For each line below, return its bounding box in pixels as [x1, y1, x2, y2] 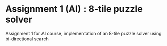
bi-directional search [5, 36, 49, 42]
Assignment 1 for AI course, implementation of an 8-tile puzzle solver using [5, 30, 162, 36]
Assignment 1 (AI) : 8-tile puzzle [5, 3, 143, 15]
